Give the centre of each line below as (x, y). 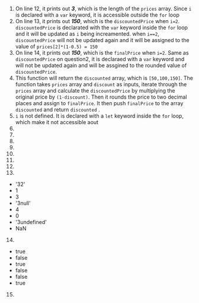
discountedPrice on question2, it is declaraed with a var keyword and (100, 59)
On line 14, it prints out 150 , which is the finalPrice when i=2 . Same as (102, 53)
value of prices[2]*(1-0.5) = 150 (57, 46)
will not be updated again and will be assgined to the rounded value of (101, 65)
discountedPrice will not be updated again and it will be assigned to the (102, 40)
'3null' (23, 203)
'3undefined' (31, 222)
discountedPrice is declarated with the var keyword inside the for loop (102, 27)
